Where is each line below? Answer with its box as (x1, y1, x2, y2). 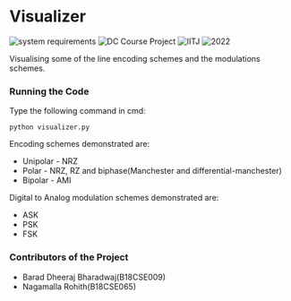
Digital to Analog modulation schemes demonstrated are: (9, 193, 219, 203)
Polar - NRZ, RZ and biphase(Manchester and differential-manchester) (21, 166, 282, 176)
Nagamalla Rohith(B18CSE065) (21, 280, 137, 292)
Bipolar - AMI (21, 175, 72, 185)
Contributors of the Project (9, 251, 129, 263)
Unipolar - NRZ (21, 156, 79, 167)
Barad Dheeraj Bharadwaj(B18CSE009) (21, 271, 167, 282)
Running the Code (9, 85, 90, 98)
